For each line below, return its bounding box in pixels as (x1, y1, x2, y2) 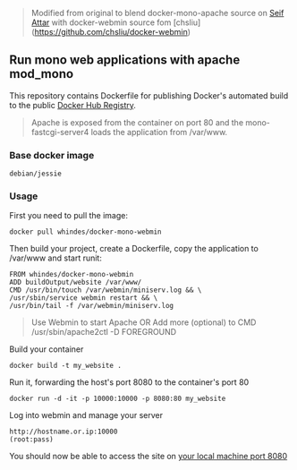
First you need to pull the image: (9, 210, 128, 221)
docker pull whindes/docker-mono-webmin (9, 227, 163, 236)
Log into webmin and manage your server (9, 410, 164, 421)
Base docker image (9, 149, 95, 161)
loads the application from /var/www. (90, 126, 228, 137)
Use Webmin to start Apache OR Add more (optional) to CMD (30, 317, 257, 328)
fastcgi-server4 (30, 126, 89, 137)
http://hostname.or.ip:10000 (9, 427, 118, 437)
